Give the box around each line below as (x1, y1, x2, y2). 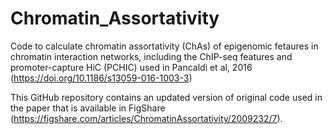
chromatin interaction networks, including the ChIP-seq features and (10, 50, 293, 62)
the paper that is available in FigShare (10, 102, 166, 114)
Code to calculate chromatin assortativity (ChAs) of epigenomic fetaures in (10, 40, 319, 52)
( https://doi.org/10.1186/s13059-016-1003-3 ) (10, 72, 193, 84)
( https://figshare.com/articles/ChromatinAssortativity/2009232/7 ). (10, 112, 283, 124)
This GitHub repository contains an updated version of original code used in (10, 91, 323, 103)
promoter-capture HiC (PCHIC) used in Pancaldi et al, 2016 (10, 61, 253, 73)
